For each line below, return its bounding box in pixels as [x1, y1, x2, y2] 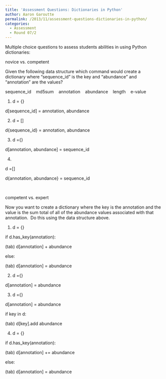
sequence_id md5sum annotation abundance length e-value [5, 89, 146, 94]
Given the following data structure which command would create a [5, 69, 141, 75]
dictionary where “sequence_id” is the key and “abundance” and [5, 74, 137, 79]
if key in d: [5, 311, 26, 317]
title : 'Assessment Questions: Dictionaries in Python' [5, 7, 123, 12]
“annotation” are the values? [5, 79, 63, 85]
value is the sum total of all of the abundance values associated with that [5, 210, 154, 215]
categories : [5, 21, 30, 26]
